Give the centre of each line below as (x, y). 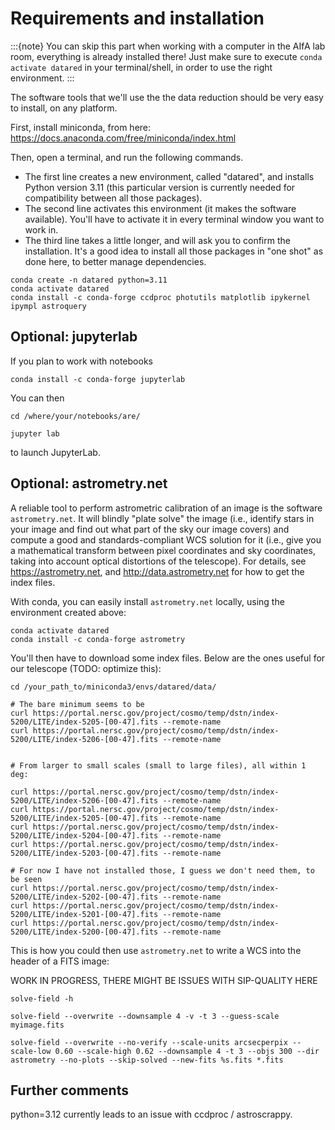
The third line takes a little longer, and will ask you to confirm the (157, 240)
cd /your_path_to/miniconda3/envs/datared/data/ (113, 687)
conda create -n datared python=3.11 (89, 280)
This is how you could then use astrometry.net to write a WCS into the (156, 950)
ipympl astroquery (48, 306)
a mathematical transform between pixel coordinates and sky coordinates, (163, 550)
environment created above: (68, 612)
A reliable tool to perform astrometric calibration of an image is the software (166, 508)
